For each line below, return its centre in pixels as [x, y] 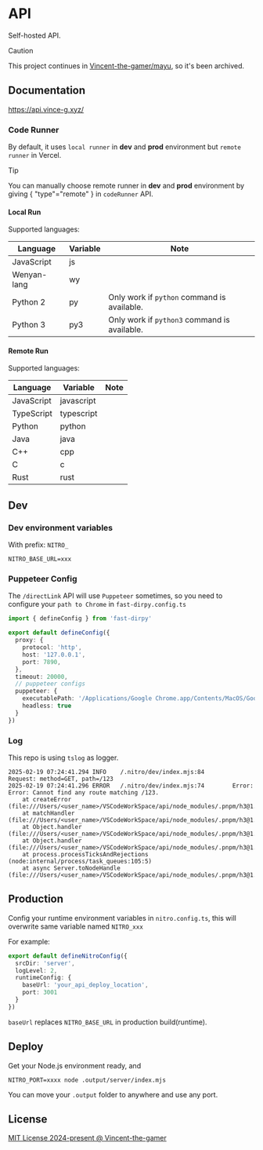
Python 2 [29, 302]
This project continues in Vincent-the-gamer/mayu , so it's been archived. [126, 66]
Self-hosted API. [34, 35]
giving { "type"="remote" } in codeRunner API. [81, 194]
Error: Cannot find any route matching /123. [83, 792]
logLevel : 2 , [36, 970]
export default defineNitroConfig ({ [68, 956]
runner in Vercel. [35, 155]
